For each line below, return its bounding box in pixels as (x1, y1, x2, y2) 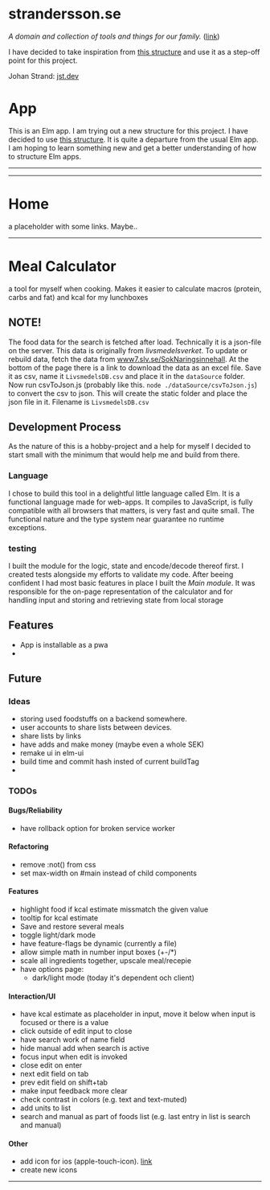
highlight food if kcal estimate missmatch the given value (19, 904, 209, 914)
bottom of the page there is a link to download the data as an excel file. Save (8, 363, 262, 373)
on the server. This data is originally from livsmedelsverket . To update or (8, 345, 247, 355)
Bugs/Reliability (8, 805, 63, 815)
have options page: (19, 965, 84, 974)
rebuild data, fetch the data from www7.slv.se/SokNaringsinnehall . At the (8, 354, 249, 364)
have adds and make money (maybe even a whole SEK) (19, 739, 205, 749)
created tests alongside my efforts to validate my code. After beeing (8, 569, 234, 579)
